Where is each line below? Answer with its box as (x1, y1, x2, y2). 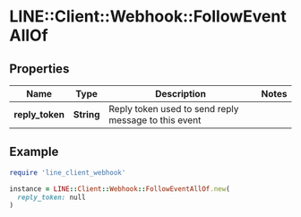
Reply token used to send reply (108, 103, 239, 115)
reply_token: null (17, 193, 87, 202)
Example (9, 144, 59, 160)
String (73, 108, 100, 120)
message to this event (108, 114, 202, 126)
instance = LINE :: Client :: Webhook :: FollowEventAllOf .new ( (9, 184, 230, 194)
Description (155, 88, 206, 100)
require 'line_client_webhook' (9, 168, 126, 177)
